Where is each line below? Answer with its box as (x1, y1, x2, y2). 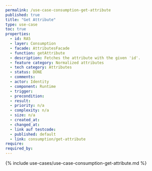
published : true (5, 12, 40, 17)
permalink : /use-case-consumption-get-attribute (5, 7, 111, 13)
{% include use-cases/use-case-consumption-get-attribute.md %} (5, 160, 147, 166)
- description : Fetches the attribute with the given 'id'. (10, 55, 141, 61)
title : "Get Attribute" (5, 17, 56, 22)
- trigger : (10, 88, 33, 94)
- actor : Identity (10, 79, 50, 84)
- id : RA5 (10, 36, 31, 42)
